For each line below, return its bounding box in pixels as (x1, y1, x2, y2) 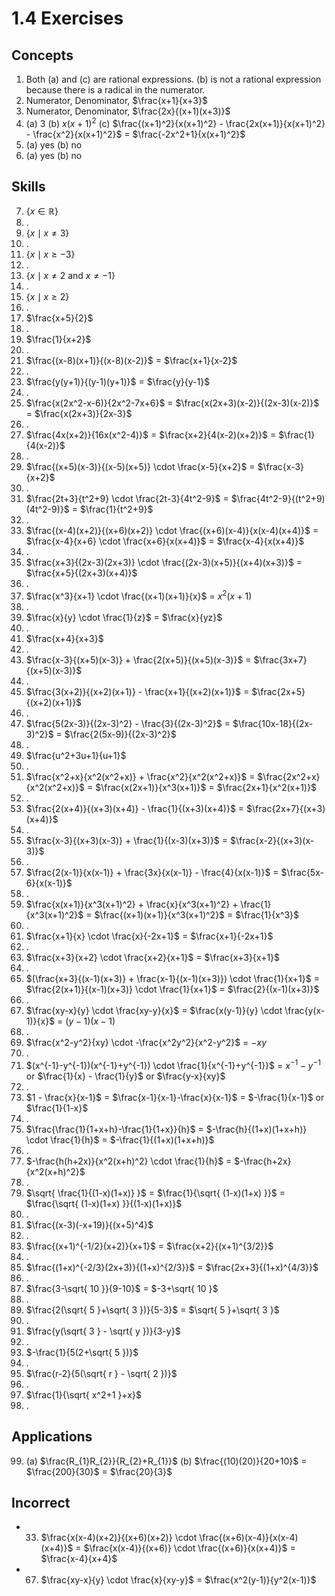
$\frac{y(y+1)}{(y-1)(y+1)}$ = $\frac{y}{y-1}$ (25, 376, 211, 388)
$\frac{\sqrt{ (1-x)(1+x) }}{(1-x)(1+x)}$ (25, 1197, 183, 1209)
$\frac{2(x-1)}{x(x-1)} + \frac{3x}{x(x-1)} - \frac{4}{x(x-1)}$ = (25, 867, 279, 879)
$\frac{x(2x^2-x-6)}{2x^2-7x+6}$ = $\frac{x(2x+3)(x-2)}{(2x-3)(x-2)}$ (25, 397, 320, 409)
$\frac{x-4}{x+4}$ (40, 1553, 118, 1565)
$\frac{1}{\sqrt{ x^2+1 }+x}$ (25, 1388, 142, 1401)
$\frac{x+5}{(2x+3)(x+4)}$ (25, 567, 138, 579)
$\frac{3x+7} (253, 654, 308, 666)
